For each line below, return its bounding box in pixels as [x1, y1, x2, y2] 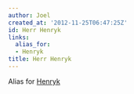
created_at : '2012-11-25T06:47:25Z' [8, 19, 128, 27]
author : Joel [8, 11, 51, 20]
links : [8, 33, 30, 42]
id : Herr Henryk [8, 26, 61, 34]
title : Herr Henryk [8, 56, 72, 63]
